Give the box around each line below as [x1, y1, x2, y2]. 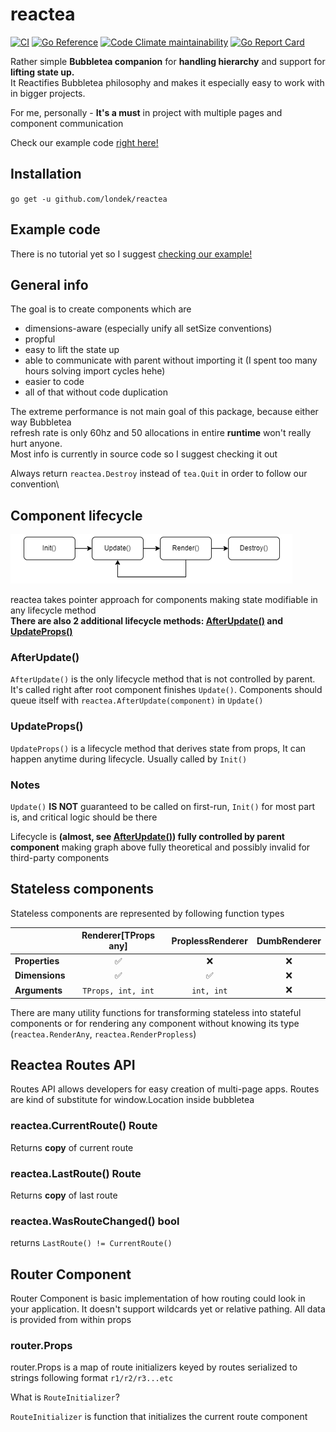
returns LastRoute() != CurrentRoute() [10, 1237, 173, 1249]
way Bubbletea [10, 416, 72, 428]
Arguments [14, 984, 63, 996]
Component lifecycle [10, 507, 143, 524]
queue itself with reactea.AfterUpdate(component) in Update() [10, 694, 264, 707]
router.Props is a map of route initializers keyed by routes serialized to [10, 1361, 298, 1373]
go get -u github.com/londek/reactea [10, 194, 168, 204]
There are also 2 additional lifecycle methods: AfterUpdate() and [10, 615, 283, 627]
